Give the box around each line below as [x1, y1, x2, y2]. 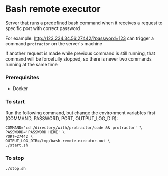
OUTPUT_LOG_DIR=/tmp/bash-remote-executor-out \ [5, 138, 110, 143]
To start [5, 98, 25, 105]
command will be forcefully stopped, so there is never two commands [5, 55, 152, 62]
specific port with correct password [5, 25, 80, 31]
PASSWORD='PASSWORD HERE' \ [5, 129, 65, 135]
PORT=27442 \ [5, 134, 33, 139]
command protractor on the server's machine [5, 40, 103, 46]
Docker [12, 85, 29, 92]
